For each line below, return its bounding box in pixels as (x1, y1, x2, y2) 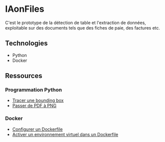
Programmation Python (5, 86, 63, 93)
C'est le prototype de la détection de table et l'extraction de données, (5, 20, 146, 26)
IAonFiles (5, 3, 44, 15)
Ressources (5, 72, 43, 80)
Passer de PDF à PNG (12, 103, 57, 109)
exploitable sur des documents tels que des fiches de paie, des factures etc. (5, 25, 160, 30)
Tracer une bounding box (12, 97, 64, 104)
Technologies (5, 39, 48, 48)
